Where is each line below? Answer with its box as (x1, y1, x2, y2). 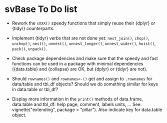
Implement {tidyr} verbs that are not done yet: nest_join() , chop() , (11, 35, 149, 41)
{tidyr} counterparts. (11, 25, 54, 31)
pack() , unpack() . (11, 45, 48, 51)
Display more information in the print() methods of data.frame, (11, 96, 143, 102)
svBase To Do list (4, 3, 77, 15)
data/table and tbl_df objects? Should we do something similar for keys (11, 81, 158, 87)
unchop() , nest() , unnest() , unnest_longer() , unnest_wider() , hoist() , (11, 40, 156, 46)
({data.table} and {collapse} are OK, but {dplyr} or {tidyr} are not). (11, 66, 147, 72)
